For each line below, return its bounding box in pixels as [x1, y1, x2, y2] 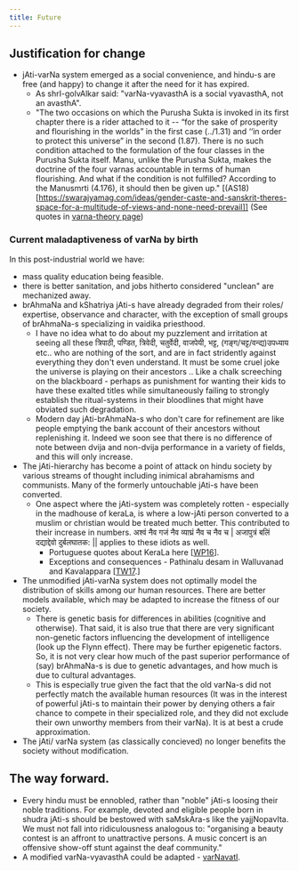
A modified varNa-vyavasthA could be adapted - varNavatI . [21, 851, 241, 862]
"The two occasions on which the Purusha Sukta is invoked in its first [35, 108, 289, 118]
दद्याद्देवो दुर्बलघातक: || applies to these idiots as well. [35, 536, 210, 547]
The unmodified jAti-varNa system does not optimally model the [21, 575, 257, 585]
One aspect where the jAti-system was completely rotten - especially [35, 498, 289, 509]
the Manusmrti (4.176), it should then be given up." [35, 183, 221, 194]
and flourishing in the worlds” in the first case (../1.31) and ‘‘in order [35, 126, 282, 137]
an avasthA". [35, 98, 82, 109]
